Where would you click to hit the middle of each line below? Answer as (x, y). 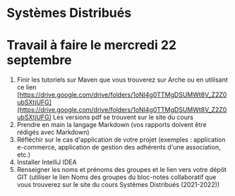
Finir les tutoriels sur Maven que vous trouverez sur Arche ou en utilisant (122, 80)
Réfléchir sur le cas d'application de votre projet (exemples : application (121, 140)
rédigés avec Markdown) (53, 133)
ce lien (26, 87)
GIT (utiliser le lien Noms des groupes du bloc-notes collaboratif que (116, 177)
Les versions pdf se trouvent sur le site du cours (123, 117)
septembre (39, 60)
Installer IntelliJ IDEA (47, 162)
